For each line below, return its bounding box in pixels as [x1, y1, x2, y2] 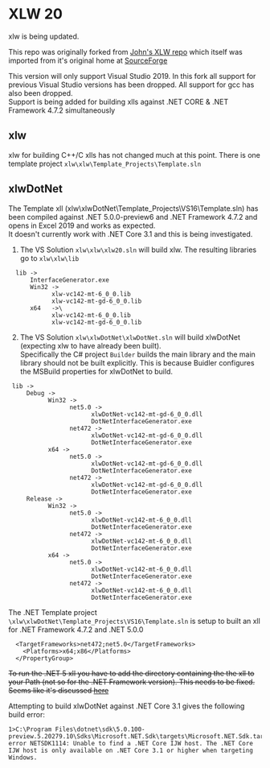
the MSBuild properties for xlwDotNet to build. [19, 366, 173, 376]
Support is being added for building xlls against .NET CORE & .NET [8, 97, 229, 106]
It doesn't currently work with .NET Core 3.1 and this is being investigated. [8, 229, 253, 238]
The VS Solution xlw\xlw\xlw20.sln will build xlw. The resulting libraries [19, 245, 257, 254]
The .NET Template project [8, 607, 98, 617]
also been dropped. [8, 88, 73, 97]
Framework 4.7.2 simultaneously [8, 105, 116, 115]
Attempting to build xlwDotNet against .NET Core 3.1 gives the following [8, 701, 245, 711]
